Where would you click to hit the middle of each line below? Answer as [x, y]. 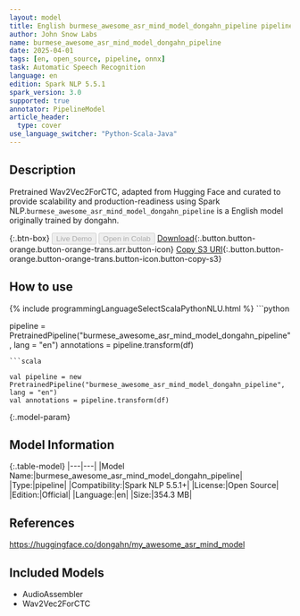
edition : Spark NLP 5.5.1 [57, 84]
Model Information [62, 445]
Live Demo [74, 238]
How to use [41, 287]
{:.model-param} [40, 417]
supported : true [39, 101]
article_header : [39, 117]
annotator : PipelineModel [57, 109]
